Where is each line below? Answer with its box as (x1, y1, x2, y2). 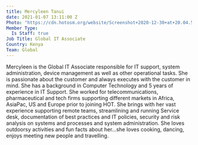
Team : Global (6, 47, 38, 53)
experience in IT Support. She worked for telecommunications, (6, 88, 159, 95)
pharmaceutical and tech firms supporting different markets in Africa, (6, 94, 175, 101)
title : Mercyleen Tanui (6, 8, 65, 15)
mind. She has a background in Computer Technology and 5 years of (6, 82, 174, 89)
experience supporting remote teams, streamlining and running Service (6, 107, 180, 114)
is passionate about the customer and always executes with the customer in (6, 75, 190, 83)
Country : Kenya (6, 42, 44, 48)
